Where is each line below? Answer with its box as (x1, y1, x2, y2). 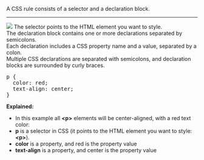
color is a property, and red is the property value (15, 140, 137, 147)
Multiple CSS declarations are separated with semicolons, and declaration (6, 56, 191, 62)
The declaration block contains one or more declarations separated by (6, 30, 183, 37)
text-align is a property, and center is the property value (15, 147, 157, 153)
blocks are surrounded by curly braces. (6, 62, 105, 69)
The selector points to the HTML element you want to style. (13, 24, 163, 30)
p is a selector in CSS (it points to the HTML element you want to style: (15, 127, 192, 135)
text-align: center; (12, 86, 74, 92)
